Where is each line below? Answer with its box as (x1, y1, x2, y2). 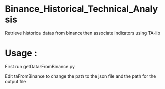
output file (5, 78, 26, 84)
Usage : (5, 48, 37, 59)
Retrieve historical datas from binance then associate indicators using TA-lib (5, 30, 161, 36)
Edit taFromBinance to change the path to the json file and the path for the (5, 73, 156, 79)
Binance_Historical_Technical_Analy (5, 3, 158, 15)
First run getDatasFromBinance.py (5, 63, 75, 69)
